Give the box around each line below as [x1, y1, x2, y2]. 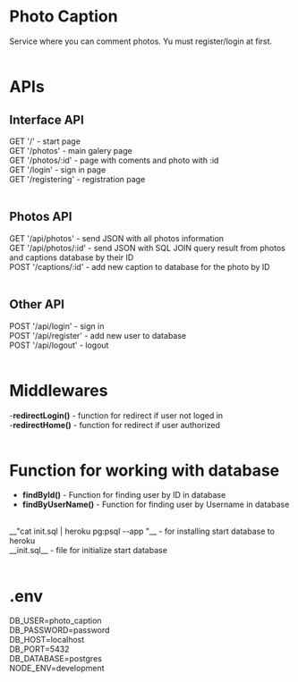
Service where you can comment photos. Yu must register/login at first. [9, 36, 273, 46]
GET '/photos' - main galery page [9, 145, 132, 156]
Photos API [9, 209, 72, 224]
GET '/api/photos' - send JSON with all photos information [9, 232, 225, 243]
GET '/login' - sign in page [9, 164, 106, 175]
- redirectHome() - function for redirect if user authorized [9, 419, 221, 430]
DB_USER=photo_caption [9, 615, 102, 627]
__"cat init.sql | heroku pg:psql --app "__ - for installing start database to [9, 526, 276, 537]
